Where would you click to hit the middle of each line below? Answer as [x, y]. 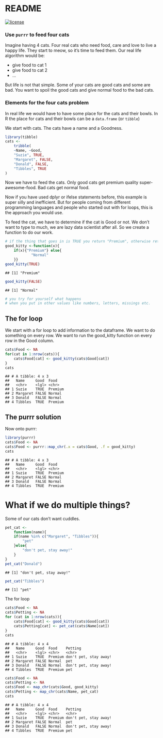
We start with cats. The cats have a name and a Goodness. [64, 128]
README [23, 9]
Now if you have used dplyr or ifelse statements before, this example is [76, 197]
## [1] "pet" [18, 590]
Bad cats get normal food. [64, 188]
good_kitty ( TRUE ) [23, 264]
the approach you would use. [34, 213]
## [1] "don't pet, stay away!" [38, 573]
